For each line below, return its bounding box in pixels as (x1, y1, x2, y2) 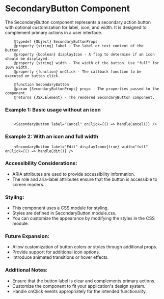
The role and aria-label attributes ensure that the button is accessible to (12, 176, 158, 182)
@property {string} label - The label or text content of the (14, 43, 144, 48)
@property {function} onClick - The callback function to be (14, 69, 141, 74)
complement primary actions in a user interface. (5, 29, 102, 35)
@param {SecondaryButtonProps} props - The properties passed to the (14, 86, 160, 91)
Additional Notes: (5, 267, 48, 273)
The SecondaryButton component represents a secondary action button (5, 19, 151, 25)
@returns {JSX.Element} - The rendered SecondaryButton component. (14, 95, 155, 100)
